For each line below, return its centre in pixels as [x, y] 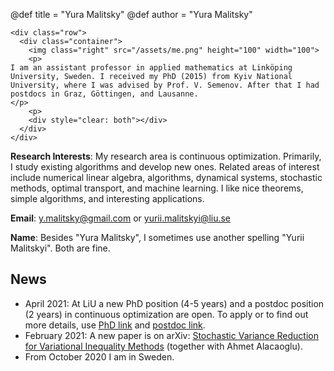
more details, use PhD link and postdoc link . [115, 325]
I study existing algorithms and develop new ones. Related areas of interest [165, 167]
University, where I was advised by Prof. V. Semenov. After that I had [165, 85]
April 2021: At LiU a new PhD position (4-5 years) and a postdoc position [174, 303]
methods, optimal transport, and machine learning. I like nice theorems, [157, 188]
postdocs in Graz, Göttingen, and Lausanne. [104, 94]
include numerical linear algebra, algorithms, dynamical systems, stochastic [166, 177]
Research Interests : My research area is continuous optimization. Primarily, [166, 156]
